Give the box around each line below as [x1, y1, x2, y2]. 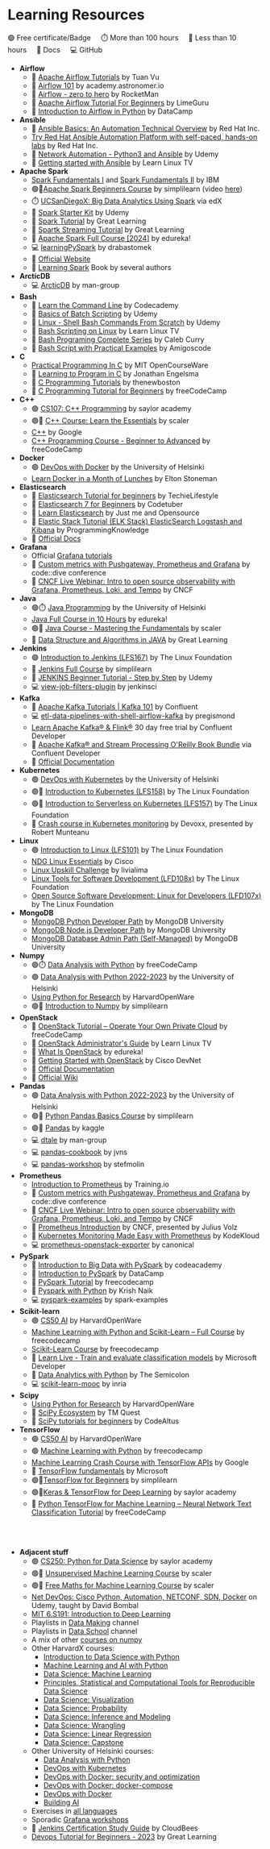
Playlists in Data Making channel [31, 1618, 139, 1627]
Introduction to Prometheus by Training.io [31, 1179, 170, 1189]
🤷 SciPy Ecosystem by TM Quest [31, 1407, 140, 1417]
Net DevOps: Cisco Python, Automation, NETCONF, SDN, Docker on [31, 1592, 257, 1602]
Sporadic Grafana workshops [31, 1814, 129, 1824]
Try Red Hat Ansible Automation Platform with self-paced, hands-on [31, 131, 258, 142]
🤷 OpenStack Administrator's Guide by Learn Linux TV [31, 1038, 212, 1048]
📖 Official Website [31, 254, 91, 264]
